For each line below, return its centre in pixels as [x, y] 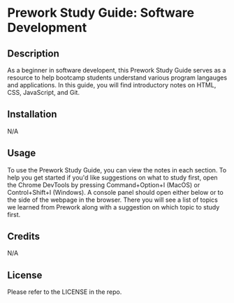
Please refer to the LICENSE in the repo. [65, 292]
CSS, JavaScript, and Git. [44, 93]
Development [47, 28]
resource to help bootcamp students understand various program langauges [117, 77]
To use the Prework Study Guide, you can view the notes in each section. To [117, 170]
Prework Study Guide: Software [101, 13]
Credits [24, 236]
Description [33, 53]
